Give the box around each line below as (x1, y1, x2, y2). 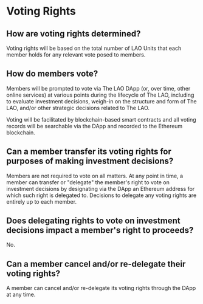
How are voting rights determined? (6, 29, 141, 39)
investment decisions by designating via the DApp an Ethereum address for (6, 185, 195, 192)
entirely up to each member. (6, 198, 77, 205)
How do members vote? (6, 69, 98, 79)
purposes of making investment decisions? (6, 156, 174, 167)
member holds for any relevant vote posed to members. (6, 51, 146, 58)
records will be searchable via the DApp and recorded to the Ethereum (6, 122, 183, 130)
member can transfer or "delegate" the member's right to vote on (6, 178, 170, 186)
